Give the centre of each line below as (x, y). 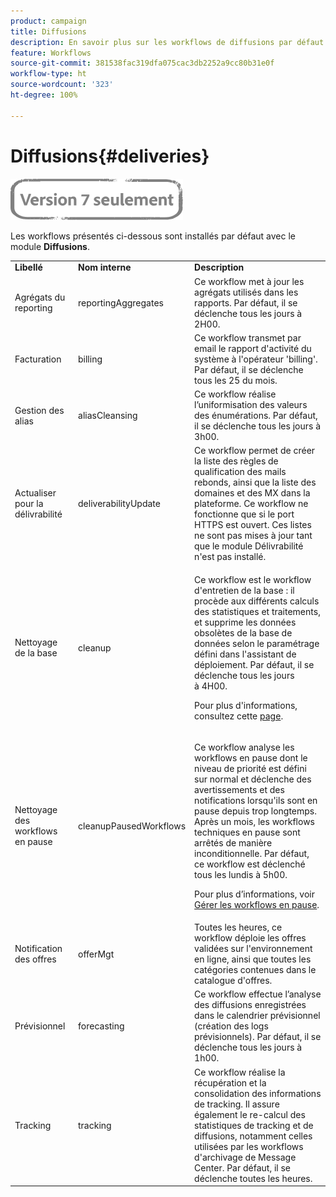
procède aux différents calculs (257, 601)
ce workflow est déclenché (250, 864)
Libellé (28, 267)
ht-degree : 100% (44, 95)
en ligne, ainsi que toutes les (253, 959)
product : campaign (48, 21)
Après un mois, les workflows (254, 821)
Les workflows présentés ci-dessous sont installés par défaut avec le (153, 236)
